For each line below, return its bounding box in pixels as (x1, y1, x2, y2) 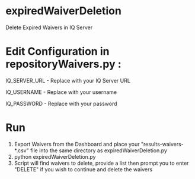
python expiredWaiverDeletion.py (14, 153, 96, 160)
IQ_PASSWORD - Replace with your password (5, 100, 117, 107)
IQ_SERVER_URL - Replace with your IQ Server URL (5, 77, 131, 84)
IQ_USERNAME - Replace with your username (5, 88, 117, 96)
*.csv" (14, 147, 29, 154)
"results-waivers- (140, 140, 184, 147)
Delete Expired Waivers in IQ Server (5, 24, 93, 31)
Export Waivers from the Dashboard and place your (14, 140, 140, 147)
